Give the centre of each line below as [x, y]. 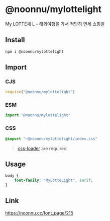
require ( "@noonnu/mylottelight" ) [40, 92]
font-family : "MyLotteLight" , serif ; [54, 180]
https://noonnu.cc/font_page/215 [39, 213]
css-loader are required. [42, 148]
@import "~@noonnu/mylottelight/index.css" [51, 139]
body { [12, 176]
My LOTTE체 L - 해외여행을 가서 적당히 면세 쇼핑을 [55, 24]
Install [15, 40]
